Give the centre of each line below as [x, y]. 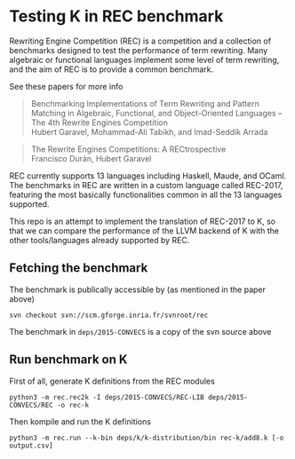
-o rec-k [73, 405]
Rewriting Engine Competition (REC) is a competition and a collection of [140, 41]
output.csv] [31, 446]
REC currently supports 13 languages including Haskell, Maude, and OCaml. [148, 176]
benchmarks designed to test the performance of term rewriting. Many [139, 50]
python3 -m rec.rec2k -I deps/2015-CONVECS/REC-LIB [107, 397]
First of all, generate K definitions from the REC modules [112, 381]
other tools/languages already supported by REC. [100, 240]
